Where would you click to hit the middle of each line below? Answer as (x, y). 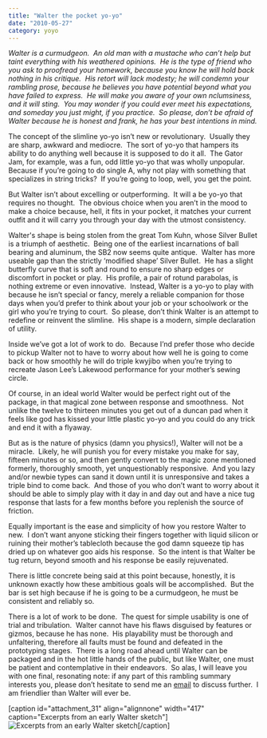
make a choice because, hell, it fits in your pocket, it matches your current (130, 212)
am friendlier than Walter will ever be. (70, 693)
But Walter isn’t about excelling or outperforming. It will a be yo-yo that (126, 194)
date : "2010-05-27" (41, 23)
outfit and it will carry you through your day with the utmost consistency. (127, 220)
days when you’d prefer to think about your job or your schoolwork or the (128, 304)
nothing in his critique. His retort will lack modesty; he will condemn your (129, 79)
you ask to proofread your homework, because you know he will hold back (132, 70)
